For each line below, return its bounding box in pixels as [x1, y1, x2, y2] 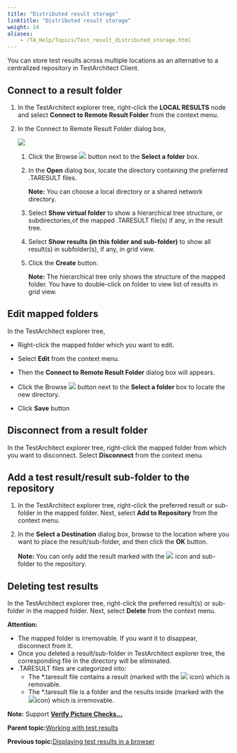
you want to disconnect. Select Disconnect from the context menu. [7, 451, 204, 459]
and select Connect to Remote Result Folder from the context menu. [17, 111, 219, 119]
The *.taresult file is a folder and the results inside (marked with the [28, 688, 224, 696]
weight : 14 [7, 23, 40, 30]
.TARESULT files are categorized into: [17, 664, 127, 673]
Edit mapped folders [7, 308, 99, 320]
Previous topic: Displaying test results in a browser [7, 737, 156, 746]
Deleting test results [7, 580, 99, 592]
